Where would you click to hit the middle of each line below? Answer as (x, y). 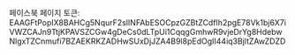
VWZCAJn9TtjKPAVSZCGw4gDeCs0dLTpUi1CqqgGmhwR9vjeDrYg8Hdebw (146, 32)
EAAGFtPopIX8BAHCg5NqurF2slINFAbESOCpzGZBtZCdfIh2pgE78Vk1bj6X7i (148, 23)
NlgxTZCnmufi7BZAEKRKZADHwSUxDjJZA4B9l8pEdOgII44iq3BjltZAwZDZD (147, 41)
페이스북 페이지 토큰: (45, 13)
